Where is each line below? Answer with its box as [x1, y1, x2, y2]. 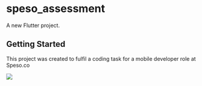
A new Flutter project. [6, 22, 60, 29]
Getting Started [6, 39, 66, 49]
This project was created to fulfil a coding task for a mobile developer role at [6, 55, 196, 62]
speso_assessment [6, 2, 106, 16]
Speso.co [6, 61, 30, 69]
